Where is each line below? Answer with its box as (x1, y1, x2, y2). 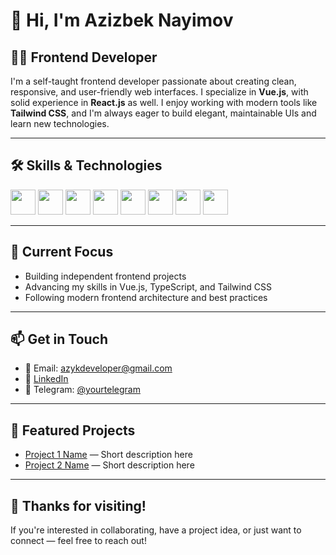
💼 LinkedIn (24, 373, 69, 385)
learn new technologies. (10, 118, 110, 129)
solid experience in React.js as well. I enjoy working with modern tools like (10, 97, 318, 108)
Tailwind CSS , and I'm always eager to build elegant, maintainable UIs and (10, 107, 317, 119)
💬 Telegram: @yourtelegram (24, 384, 141, 396)
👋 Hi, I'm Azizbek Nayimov (10, 9, 234, 32)
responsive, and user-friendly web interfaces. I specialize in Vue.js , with (10, 86, 309, 98)
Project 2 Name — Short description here (24, 459, 195, 471)
